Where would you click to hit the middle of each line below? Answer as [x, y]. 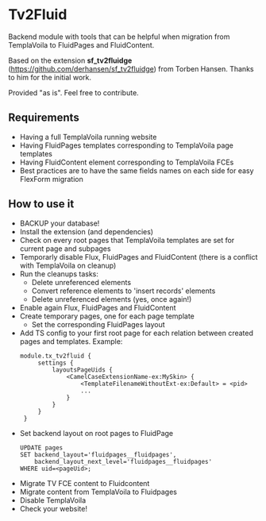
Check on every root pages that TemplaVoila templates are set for [127, 240]
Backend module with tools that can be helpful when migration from [119, 37]
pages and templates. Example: [71, 341]
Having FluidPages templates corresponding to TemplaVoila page [127, 145]
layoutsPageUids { [82, 370]
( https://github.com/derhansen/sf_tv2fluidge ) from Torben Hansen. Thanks [131, 68]
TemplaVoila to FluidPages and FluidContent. [81, 44]
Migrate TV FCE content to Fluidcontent [85, 483]
